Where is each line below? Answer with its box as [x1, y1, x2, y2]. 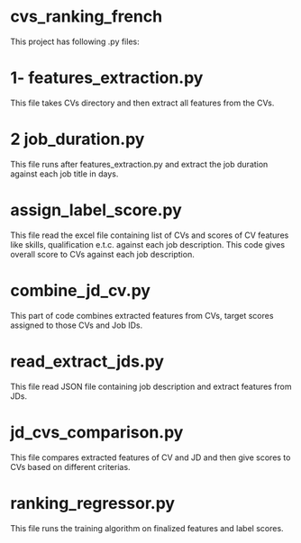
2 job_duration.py [10, 129, 145, 149]
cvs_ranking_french [10, 6, 163, 27]
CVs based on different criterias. [10, 461, 131, 472]
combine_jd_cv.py [10, 280, 151, 301]
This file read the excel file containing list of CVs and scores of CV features [10, 230, 289, 240]
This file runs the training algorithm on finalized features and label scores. [10, 522, 284, 533]
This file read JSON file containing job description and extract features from [10, 381, 292, 392]
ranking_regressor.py [10, 493, 175, 513]
